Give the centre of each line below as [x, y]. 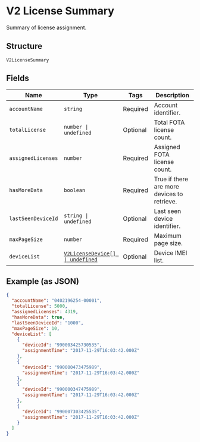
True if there [171, 179]
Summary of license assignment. [46, 27]
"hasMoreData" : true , [38, 317]
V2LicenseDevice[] [90, 254]
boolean [74, 190]
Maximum [168, 236]
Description [172, 95]
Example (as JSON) [43, 281]
